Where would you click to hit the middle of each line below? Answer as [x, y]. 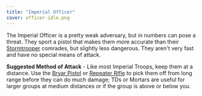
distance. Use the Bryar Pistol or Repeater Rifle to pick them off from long [99, 73]
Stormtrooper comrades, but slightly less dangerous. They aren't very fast [100, 48]
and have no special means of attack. [54, 54]
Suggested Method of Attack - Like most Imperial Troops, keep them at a [100, 66]
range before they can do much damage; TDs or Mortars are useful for [96, 79]
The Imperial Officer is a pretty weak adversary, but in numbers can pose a [101, 35]
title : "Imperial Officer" [41, 12]
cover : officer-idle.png [38, 18]
